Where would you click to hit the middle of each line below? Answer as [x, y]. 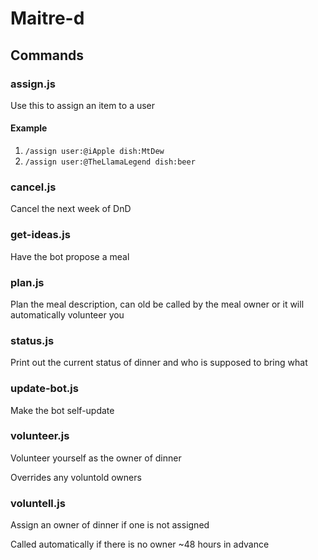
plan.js [27, 282]
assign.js [33, 84]
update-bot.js [44, 389]
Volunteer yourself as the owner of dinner [96, 458]
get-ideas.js [40, 235]
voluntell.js [38, 503]
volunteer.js [40, 436]
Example [29, 128]
